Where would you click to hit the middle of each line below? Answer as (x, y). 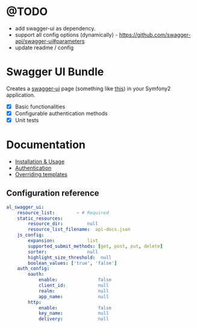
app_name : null (74, 297)
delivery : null (74, 319)
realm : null (74, 291)
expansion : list (63, 241)
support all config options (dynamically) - (66, 34)
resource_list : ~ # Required (63, 212)
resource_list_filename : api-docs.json (79, 230)
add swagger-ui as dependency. (55, 28)
